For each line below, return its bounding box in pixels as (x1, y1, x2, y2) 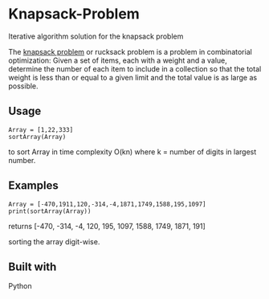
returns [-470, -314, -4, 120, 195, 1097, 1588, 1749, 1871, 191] (8, 221, 206, 231)
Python (8, 281, 32, 291)
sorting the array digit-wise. (8, 236, 100, 246)
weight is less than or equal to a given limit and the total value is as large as (8, 72, 258, 82)
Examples (8, 178, 59, 193)
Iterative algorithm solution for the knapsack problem (8, 31, 184, 41)
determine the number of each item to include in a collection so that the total (8, 63, 262, 73)
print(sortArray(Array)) (8, 207, 92, 215)
